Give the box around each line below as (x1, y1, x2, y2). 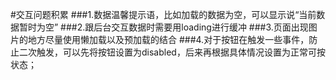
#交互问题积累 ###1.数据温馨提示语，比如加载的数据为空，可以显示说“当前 (10, 9, 317, 20)
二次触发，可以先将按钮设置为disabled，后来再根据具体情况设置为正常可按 (18, 46, 326, 58)
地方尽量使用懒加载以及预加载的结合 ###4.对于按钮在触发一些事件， (27, 34, 310, 45)
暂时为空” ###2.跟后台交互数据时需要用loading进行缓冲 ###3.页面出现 (18, 21, 309, 33)
